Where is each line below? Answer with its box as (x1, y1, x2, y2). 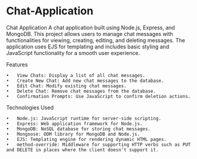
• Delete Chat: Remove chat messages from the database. (6, 88, 156, 94)
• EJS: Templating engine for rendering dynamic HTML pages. (6, 136, 167, 142)
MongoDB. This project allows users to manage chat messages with (6, 30, 173, 37)
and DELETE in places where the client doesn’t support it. (6, 146, 159, 153)
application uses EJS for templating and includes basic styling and (6, 43, 170, 50)
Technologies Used (6, 103, 54, 111)
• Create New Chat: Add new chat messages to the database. (6, 78, 164, 84)
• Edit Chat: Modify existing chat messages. (6, 82, 127, 89)
